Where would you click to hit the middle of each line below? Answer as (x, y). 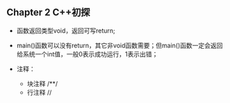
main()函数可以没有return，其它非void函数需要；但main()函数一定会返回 (120, 45)
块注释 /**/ (42, 84)
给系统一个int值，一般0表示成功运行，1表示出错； (87, 54)
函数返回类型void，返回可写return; (66, 31)
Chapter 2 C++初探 (48, 13)
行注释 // (39, 92)
